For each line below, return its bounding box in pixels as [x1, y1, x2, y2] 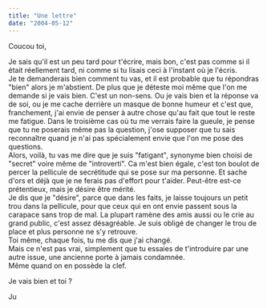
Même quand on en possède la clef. [8, 261, 127, 270]
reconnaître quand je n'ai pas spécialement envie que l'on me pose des [8, 133, 245, 142]
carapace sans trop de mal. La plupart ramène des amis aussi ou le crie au [8, 210, 255, 219]
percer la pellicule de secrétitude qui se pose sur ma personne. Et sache [8, 167, 248, 177]
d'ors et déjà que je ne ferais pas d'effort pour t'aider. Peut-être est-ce [8, 175, 242, 185]
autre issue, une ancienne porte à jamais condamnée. [8, 252, 186, 262]
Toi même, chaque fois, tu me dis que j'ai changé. [8, 235, 172, 245]
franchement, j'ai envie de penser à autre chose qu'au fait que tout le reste [8, 107, 256, 117]
